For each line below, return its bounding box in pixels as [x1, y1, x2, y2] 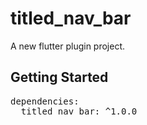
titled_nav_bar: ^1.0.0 [20, 105, 138, 117]
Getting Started [10, 69, 109, 86]
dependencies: [10, 95, 80, 107]
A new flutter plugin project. [10, 40, 126, 52]
